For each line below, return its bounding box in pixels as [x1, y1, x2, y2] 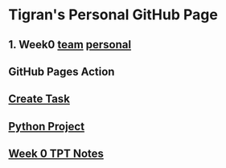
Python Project [8, 119, 85, 133]
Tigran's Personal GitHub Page [8, 6, 219, 24]
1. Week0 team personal [8, 38, 131, 51]
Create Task [8, 92, 71, 106]
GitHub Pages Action [8, 64, 115, 78]
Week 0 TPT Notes [8, 147, 105, 161]
